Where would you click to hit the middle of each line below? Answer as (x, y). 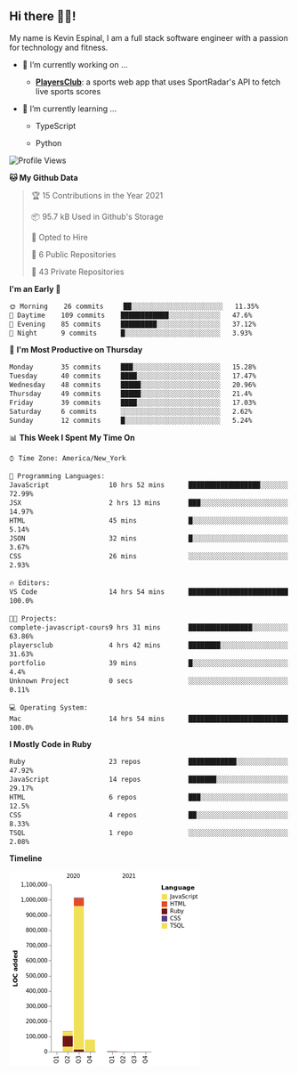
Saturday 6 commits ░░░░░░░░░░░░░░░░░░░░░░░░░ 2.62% (131, 411)
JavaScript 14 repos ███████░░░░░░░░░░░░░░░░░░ (149, 779)
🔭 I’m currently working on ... (75, 64)
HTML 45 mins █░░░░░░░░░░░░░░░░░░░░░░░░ (149, 520)
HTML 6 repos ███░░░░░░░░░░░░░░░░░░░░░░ (149, 797)
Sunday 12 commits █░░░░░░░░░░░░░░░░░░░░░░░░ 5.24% (131, 420)
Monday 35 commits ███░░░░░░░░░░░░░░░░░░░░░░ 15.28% (133, 367)
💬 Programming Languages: (57, 476)
